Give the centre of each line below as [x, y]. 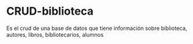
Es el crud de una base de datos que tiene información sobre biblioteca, [97, 28]
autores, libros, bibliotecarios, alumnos [55, 34]
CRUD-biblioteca [50, 11]
